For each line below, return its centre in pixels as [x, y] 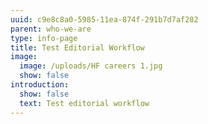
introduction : [40, 85]
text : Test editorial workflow [84, 103]
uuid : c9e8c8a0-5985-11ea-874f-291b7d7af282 [104, 19]
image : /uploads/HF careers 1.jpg [91, 66]
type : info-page [44, 38]
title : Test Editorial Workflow [77, 47]
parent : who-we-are [51, 29]
